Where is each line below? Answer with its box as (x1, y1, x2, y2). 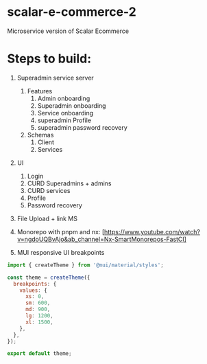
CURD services (27, 186, 71, 194)
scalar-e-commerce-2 (7, 4, 137, 20)
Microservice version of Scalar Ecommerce (7, 27, 129, 35)
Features (27, 87, 53, 95)
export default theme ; (7, 350, 72, 357)
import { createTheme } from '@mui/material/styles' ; (7, 262, 165, 269)
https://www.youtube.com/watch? (103, 227, 201, 236)
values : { (19, 286, 48, 294)
